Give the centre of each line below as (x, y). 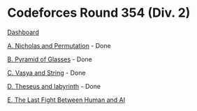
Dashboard (23, 32)
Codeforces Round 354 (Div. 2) (99, 13)
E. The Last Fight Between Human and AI (66, 100)
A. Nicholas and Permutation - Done (59, 45)
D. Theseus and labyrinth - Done (54, 86)
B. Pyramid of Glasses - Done (50, 59)
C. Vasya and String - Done (46, 73)
